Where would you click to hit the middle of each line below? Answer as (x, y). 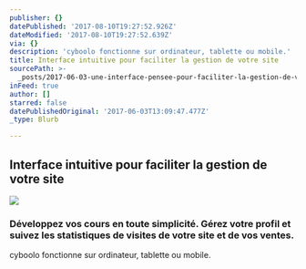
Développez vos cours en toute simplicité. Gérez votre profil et (150, 223)
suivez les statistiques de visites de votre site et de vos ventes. (152, 235)
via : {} (24, 43)
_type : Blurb (34, 119)
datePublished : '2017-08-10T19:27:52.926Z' (93, 26)
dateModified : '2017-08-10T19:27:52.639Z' (91, 35)
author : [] (30, 94)
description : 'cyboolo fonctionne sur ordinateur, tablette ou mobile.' (150, 52)
